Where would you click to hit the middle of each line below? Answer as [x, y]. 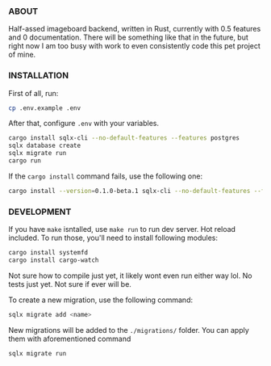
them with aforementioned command [70, 339]
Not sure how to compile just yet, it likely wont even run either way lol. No [130, 276]
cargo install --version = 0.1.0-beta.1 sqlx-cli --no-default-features [129, 191]
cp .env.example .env [45, 108]
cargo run [25, 161]
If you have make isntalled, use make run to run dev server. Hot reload [122, 229]
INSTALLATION [39, 76]
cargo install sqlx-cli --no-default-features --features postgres [124, 138]
